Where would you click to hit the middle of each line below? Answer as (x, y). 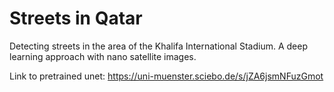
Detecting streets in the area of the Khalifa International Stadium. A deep (158, 46)
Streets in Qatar (76, 18)
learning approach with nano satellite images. (103, 56)
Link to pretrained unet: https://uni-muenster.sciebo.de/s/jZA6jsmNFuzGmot (166, 76)
